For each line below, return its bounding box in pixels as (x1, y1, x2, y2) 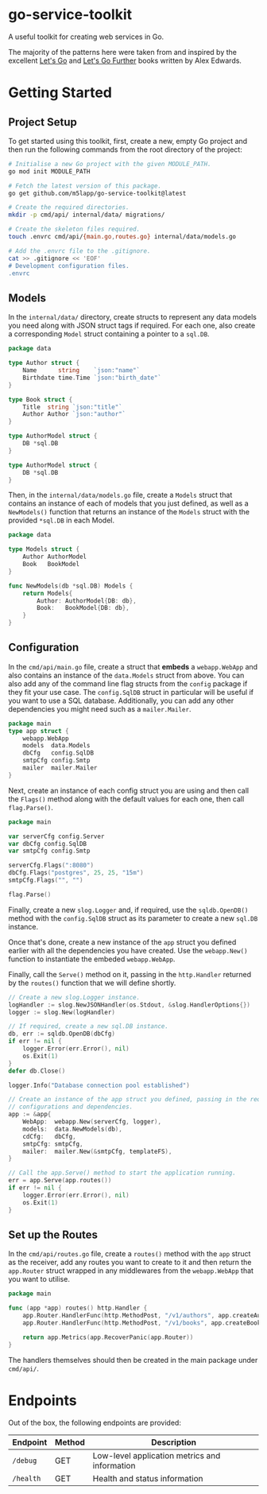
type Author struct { (8, 359, 80, 367)
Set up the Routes (8, 1228, 98, 1241)
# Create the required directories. (8, 204, 130, 211)
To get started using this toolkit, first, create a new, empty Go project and (8, 136, 248, 146)
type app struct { (8, 727, 69, 735)
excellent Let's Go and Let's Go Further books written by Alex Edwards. (8, 56, 242, 65)
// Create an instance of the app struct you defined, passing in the (8, 1096, 247, 1104)
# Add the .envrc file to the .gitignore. (8, 246, 151, 255)
